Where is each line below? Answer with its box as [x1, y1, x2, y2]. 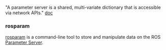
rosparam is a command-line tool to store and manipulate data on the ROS [5, 34, 161, 40]
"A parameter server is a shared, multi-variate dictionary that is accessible [5, 5, 161, 10]
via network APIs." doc [5, 10, 53, 16]
